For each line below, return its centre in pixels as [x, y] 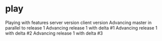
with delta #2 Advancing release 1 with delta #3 [54, 33]
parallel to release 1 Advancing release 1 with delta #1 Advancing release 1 [81, 27]
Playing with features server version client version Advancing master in [78, 22]
